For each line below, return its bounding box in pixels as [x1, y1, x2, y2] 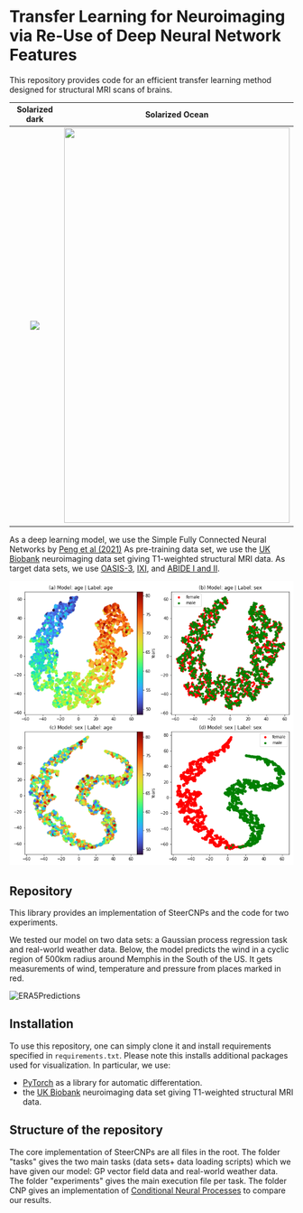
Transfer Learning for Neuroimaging [9, 6, 286, 27]
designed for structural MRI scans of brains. [9, 84, 173, 95]
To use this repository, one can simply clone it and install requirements [9, 1040, 272, 1051]
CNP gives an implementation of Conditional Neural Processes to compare [9, 1185, 286, 1196]
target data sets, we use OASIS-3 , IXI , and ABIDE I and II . [9, 563, 220, 574]
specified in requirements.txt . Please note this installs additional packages [9, 1050, 289, 1060]
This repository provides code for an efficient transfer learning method [9, 74, 272, 85]
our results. [9, 1194, 52, 1205]
